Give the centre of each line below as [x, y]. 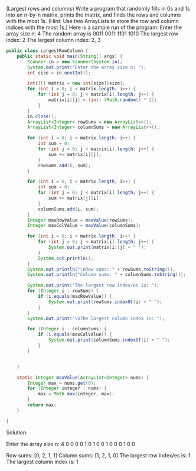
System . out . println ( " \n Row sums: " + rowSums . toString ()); [102, 269]
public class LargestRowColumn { [47, 51]
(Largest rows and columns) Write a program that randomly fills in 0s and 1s [98, 9]
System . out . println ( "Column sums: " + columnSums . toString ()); [107, 275]
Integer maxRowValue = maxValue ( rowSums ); [80, 220]
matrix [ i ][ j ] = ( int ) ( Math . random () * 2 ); [103, 100]
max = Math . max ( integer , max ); [76, 394]
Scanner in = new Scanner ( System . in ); [75, 61]
